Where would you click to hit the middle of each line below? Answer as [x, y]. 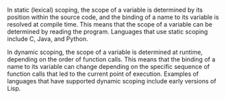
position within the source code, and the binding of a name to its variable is [113, 17]
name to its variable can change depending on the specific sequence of [109, 67]
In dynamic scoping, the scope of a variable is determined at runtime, [105, 52]
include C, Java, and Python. [48, 39]
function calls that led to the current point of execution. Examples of [103, 74]
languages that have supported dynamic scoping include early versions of [112, 81]
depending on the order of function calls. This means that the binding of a [111, 59]
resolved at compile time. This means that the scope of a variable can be [110, 24]
